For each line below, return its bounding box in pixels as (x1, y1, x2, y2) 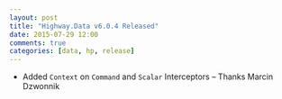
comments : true (9, 38, 67, 48)
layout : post (9, 13, 59, 22)
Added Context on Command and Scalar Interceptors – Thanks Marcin (22, 71, 274, 82)
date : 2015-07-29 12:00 (9, 30, 99, 39)
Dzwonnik (22, 81, 60, 92)
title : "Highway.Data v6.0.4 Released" (9, 22, 159, 31)
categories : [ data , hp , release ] (9, 47, 135, 56)
